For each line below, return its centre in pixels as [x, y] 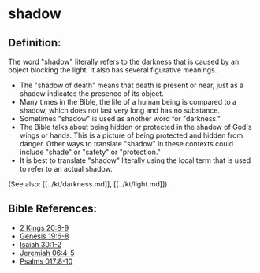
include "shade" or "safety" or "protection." [90, 152]
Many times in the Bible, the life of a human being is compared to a [128, 102]
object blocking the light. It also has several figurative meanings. [113, 70]
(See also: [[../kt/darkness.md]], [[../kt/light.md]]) [88, 184]
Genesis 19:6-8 [44, 236]
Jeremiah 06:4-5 [47, 253]
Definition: [35, 43]
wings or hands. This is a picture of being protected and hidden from [131, 135]
